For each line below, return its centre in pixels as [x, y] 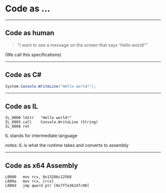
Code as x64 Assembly [41, 165]
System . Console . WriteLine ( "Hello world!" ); [51, 86]
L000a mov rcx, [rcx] [30, 182]
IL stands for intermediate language [41, 136]
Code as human [30, 33]
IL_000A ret [17, 127]
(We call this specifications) [33, 55]
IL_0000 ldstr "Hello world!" [38, 118]
